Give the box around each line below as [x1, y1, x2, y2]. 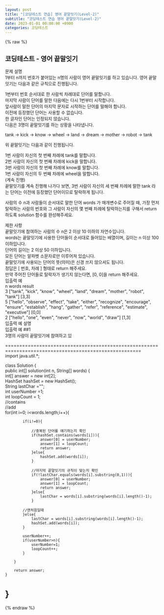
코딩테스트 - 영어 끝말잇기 [5, 55, 78, 63]
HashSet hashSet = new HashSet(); [5, 378, 76, 384]
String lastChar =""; [5, 383, 45, 389]
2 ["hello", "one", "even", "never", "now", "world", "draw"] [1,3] [5, 314, 131, 320]
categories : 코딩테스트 [5, 26, 48, 30]
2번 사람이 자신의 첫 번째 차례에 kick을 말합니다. [5, 158, 97, 164]
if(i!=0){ [23, 419, 43, 424]
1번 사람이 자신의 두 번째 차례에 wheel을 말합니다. [5, 171, 100, 176]
